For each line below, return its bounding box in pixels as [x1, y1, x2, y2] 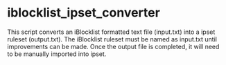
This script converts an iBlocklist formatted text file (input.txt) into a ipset [7, 28, 216, 36]
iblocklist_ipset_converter [7, 5, 161, 21]
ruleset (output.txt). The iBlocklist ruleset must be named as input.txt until [7, 35, 217, 43]
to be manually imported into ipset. [7, 50, 107, 58]
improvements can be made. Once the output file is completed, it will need [7, 42, 220, 50]
